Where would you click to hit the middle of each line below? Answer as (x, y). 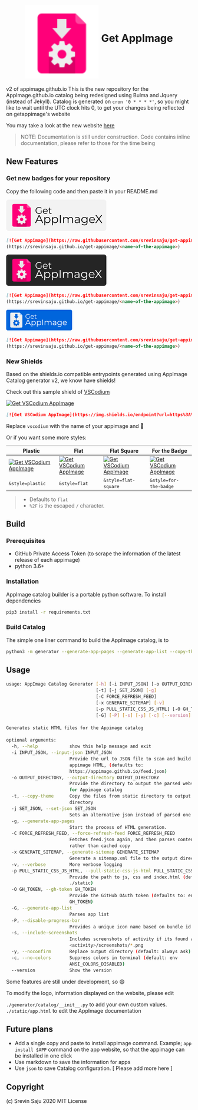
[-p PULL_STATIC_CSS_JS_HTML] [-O (138, 709)
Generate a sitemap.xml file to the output (123, 858)
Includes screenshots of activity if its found (129, 939)
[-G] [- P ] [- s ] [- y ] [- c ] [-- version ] (143, 715)
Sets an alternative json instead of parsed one (130, 815)
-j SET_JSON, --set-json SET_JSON (54, 808)
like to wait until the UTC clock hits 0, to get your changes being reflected (95, 107)
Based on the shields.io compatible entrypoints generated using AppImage (97, 374)
